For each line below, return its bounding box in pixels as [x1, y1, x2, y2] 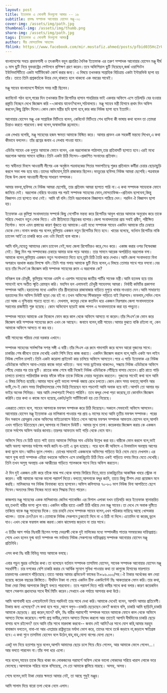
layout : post [5, 7, 32, 12]
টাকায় [5, 603, 13, 609]
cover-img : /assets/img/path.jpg [5, 21, 75, 26]
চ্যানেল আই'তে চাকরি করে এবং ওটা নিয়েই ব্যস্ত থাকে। [5, 233, 81, 239]
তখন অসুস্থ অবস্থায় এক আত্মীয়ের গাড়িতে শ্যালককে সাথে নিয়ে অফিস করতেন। [12, 459, 120, 466]
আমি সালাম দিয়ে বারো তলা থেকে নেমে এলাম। [5, 683, 70, 689]
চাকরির [5, 350, 15, 356]
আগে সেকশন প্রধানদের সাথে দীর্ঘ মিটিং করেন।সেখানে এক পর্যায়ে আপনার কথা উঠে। [5, 588, 122, 594]
